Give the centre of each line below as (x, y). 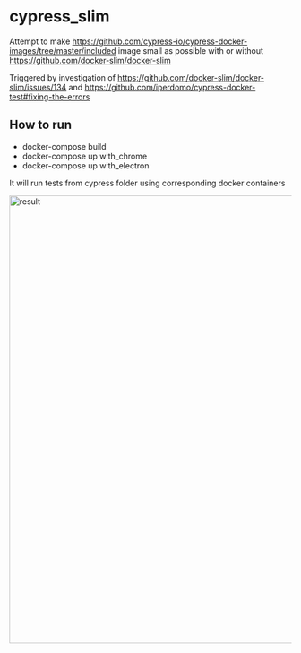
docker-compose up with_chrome (85, 156)
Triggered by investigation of (63, 77)
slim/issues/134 (38, 87)
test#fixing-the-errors (50, 97)
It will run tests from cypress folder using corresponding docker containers (147, 183)
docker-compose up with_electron (86, 165)
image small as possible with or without (191, 50)
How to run (41, 125)
